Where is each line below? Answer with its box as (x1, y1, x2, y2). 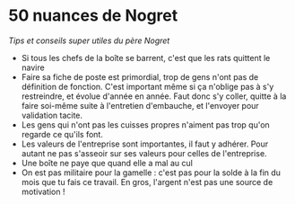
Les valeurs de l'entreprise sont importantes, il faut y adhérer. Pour (21, 138, 269, 149)
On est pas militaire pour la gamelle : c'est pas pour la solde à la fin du (21, 167, 282, 178)
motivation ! (21, 186, 65, 197)
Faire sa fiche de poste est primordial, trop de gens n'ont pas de (21, 71, 259, 82)
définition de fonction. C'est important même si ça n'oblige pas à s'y (21, 81, 274, 92)
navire (21, 62, 46, 73)
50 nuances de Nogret (8, 5, 178, 26)
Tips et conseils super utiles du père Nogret (8, 35, 170, 46)
